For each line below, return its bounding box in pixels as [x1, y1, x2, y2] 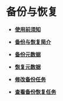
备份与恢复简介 [14, 38, 51, 45]
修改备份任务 [14, 76, 46, 83]
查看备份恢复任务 [14, 88, 57, 95]
